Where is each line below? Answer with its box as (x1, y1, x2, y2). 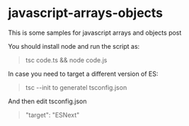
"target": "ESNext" (25, 110, 80, 119)
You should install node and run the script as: (8, 42, 140, 50)
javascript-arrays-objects (8, 5, 164, 21)
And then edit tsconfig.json (8, 97, 87, 105)
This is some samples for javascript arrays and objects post (8, 28, 182, 37)
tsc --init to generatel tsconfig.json (25, 83, 127, 91)
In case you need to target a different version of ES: (8, 69, 159, 78)
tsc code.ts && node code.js (25, 55, 108, 64)
